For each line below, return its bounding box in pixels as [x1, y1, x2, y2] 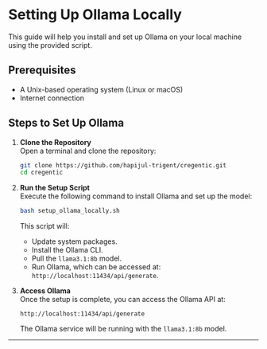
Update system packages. [31, 237, 118, 246]
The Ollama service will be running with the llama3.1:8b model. [19, 324, 227, 334]
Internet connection [19, 93, 85, 103]
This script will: [19, 222, 70, 231]
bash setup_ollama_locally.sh [19, 207, 121, 215]
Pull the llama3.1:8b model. [31, 253, 122, 264]
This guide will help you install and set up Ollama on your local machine [8, 32, 242, 41]
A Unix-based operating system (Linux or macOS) [19, 84, 184, 94]
